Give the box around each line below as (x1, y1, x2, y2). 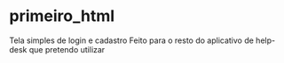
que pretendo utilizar (28, 44, 106, 54)
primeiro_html (9, 6, 115, 26)
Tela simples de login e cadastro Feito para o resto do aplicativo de (9, 35, 255, 45)
